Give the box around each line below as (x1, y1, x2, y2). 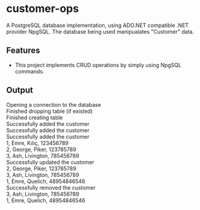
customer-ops (6, 2, 79, 16)
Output (6, 85, 33, 95)
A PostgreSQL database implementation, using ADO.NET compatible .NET (6, 22, 189, 29)
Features (6, 46, 40, 56)
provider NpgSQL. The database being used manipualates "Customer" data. (6, 28, 194, 35)
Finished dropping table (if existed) (6, 107, 93, 115)
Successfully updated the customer (6, 158, 94, 166)
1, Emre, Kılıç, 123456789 (6, 139, 69, 146)
